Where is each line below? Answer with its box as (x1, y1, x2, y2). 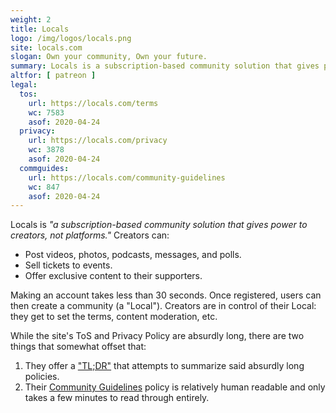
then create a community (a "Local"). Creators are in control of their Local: (10, 300, 317, 312)
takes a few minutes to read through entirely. (24, 392, 210, 404)
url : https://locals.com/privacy (28, 136, 168, 146)
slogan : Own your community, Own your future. (10, 52, 208, 62)
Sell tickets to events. (24, 259, 113, 271)
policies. (24, 371, 60, 383)
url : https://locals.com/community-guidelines (28, 172, 226, 183)
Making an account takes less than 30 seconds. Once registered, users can (10, 289, 322, 301)
